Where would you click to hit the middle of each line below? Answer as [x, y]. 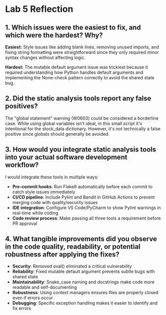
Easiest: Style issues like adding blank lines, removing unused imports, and [82, 47]
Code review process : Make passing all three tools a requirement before [86, 218]
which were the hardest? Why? [54, 35]
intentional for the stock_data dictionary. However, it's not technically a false [83, 129]
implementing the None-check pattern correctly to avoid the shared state [80, 78]
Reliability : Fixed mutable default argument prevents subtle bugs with [83, 271]
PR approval [25, 223]
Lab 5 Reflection [39, 9]
